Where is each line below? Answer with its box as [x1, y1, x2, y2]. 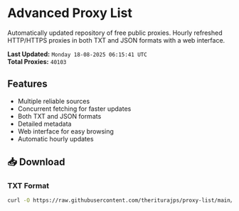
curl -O [7, 197, 31, 204]
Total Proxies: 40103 [7, 57, 67, 65]
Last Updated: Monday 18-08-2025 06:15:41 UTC [7, 50, 147, 58]
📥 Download [7, 156, 65, 168]
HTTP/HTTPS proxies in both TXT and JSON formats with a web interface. [7, 36, 225, 44]
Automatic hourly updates [17, 134, 94, 143]
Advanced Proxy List [7, 5, 133, 21]
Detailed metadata [17, 119, 72, 128]
